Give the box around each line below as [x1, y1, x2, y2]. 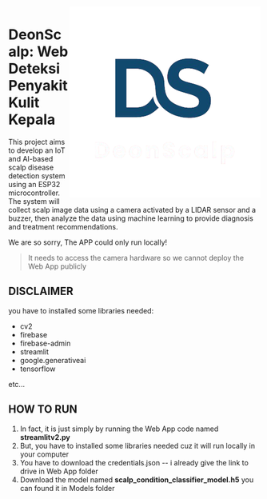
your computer [19, 449, 70, 459]
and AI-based [8, 154, 54, 163]
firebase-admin [19, 338, 71, 348]
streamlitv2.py [19, 432, 70, 441]
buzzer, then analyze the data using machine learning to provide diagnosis [8, 214, 253, 223]
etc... [8, 379, 26, 389]
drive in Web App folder [19, 466, 98, 476]
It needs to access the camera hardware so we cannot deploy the [27, 253, 245, 262]
